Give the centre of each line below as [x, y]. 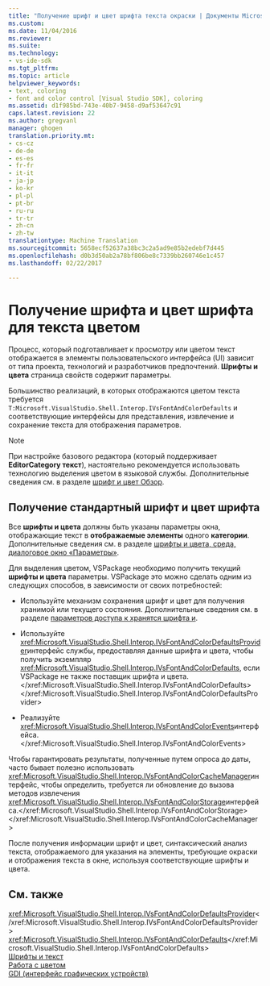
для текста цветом [74, 327]
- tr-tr [21, 218]
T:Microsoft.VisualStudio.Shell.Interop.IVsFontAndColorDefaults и [123, 408]
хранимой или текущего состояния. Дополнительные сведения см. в [139, 609]
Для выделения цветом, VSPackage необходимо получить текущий [125, 568]
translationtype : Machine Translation [73, 241]
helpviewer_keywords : [45, 83]
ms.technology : [34, 53]
